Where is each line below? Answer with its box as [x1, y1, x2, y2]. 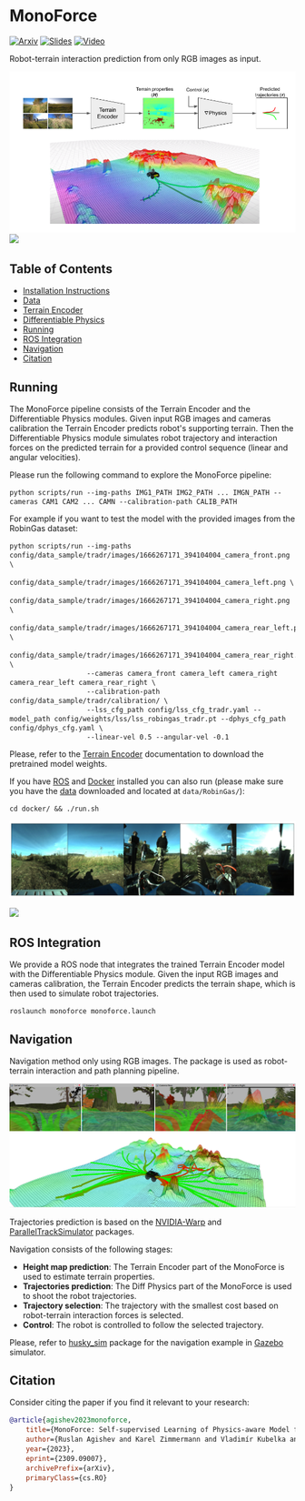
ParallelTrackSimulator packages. [9, 1225, 134, 1237]
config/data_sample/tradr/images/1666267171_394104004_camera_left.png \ [9, 579, 295, 588]
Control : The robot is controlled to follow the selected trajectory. [22, 1319, 264, 1330]
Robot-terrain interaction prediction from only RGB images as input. [9, 53, 261, 64]
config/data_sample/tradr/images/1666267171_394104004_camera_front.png [9, 551, 290, 560]
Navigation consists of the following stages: [9, 1244, 173, 1254]
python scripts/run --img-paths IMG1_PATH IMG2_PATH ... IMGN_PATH [9, 489, 271, 498]
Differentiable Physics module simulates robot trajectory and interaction [9, 433, 278, 444]
